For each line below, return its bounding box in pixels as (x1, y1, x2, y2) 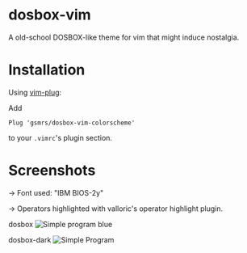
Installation (8, 61, 86, 79)
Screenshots (8, 162, 96, 179)
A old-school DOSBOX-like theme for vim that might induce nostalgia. (8, 32, 240, 42)
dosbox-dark (8, 234, 52, 244)
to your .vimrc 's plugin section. (8, 133, 113, 142)
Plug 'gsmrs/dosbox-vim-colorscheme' (8, 119, 136, 127)
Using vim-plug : (8, 87, 62, 97)
